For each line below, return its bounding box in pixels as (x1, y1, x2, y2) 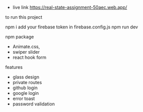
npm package (5, 34, 34, 40)
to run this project (5, 14, 43, 20)
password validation (12, 101, 55, 107)
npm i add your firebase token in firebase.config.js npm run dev (5, 24, 138, 30)
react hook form (12, 54, 47, 60)
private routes (12, 80, 42, 85)
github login (12, 85, 38, 91)
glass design (12, 74, 40, 80)
